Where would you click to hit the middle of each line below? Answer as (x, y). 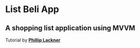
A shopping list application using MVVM (70, 28)
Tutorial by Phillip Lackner (33, 40)
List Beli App (32, 9)
